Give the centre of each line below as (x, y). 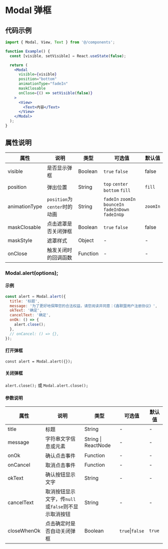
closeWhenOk (24, 531)
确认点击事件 (60, 456)
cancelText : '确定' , (30, 315)
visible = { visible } (37, 74)
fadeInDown (116, 209)
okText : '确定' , (26, 310)
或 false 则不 (59, 507)
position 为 (60, 199)
